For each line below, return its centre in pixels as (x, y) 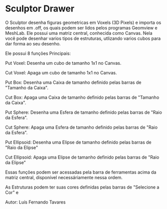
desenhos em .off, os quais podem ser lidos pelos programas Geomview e (82, 27)
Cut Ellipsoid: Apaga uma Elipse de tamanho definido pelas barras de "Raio (82, 157)
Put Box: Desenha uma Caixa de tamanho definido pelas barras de (73, 82)
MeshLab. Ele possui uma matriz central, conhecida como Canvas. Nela (79, 33)
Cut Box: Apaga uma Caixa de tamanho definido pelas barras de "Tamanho (82, 97)
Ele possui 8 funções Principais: (38, 53)
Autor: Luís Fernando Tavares (35, 202)
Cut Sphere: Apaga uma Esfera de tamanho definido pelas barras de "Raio (82, 127)
